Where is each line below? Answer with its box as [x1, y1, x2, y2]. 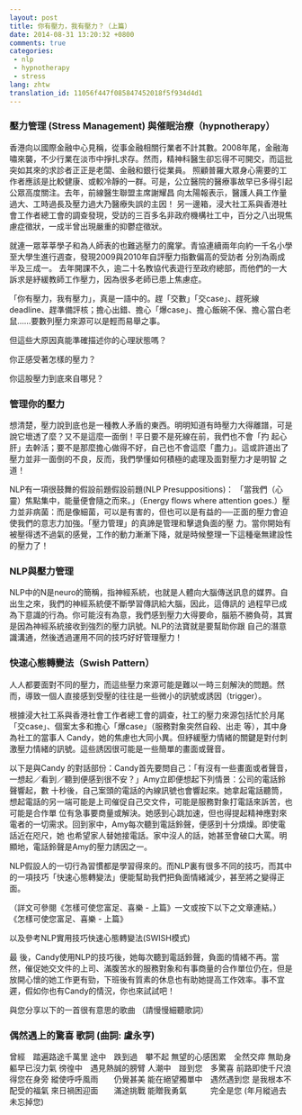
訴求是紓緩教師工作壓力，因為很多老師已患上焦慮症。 [9, 274, 207, 285]
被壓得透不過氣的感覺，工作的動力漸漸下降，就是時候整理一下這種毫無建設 [9, 529, 285, 540]
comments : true [9, 38, 67, 48]
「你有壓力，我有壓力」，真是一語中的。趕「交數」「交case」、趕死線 [9, 293, 260, 304]
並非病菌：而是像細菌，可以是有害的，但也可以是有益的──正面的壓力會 [16, 506, 280, 518]
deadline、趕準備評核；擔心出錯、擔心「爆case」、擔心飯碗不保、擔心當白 [9, 304, 284, 315]
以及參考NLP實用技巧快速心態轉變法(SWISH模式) [9, 932, 191, 943]
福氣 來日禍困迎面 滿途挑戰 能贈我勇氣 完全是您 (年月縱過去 [32, 1084, 287, 1095]
